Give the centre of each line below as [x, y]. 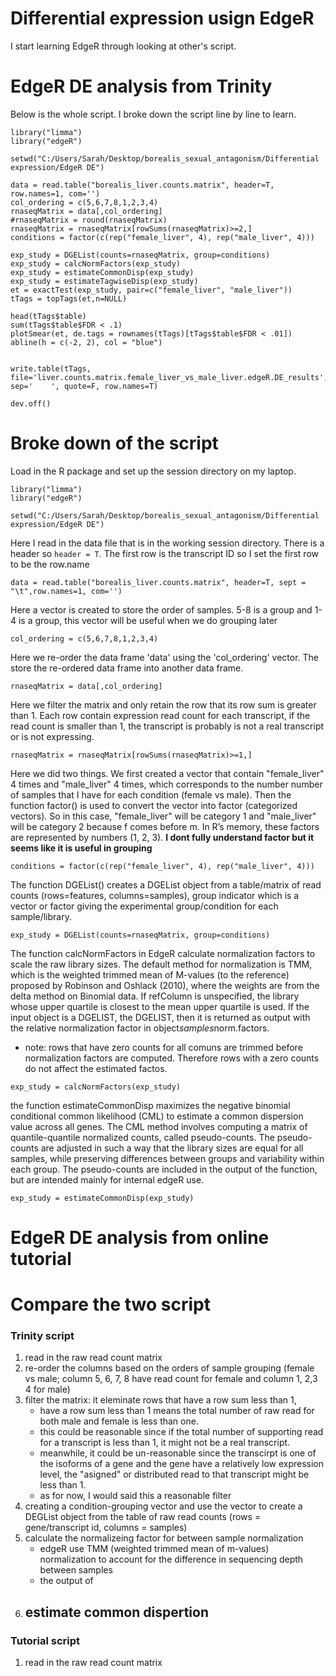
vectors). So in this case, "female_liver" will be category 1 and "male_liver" [163, 816]
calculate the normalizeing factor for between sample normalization [164, 1538]
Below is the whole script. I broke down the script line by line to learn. [153, 114]
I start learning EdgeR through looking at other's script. [123, 46]
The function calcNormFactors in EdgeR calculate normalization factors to [163, 953]
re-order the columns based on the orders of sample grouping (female [169, 1368]
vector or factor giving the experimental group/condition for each [144, 906]
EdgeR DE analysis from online [140, 1238]
